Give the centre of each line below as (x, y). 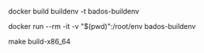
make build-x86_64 (40, 41)
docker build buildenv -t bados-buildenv (74, 11)
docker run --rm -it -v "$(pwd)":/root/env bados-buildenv (102, 26)
